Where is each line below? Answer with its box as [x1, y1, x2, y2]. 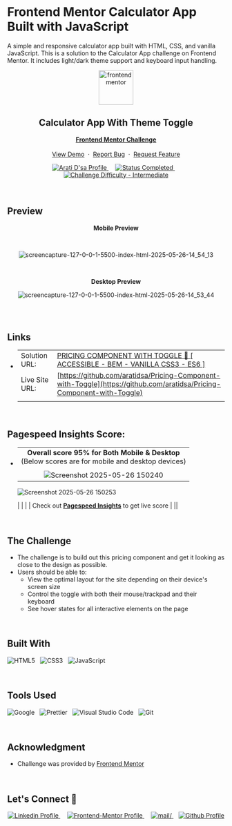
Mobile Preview [93, 224, 139, 232]
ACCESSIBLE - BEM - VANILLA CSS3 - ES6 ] [57, 360, 206, 369]
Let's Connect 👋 [7, 793, 77, 805]
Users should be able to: [17, 568, 88, 576]
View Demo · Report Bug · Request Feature [51, 150, 181, 158]
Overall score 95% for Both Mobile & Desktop [27, 448, 180, 458]
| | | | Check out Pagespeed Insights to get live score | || [17, 501, 178, 510]
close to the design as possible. [17, 561, 108, 568]
